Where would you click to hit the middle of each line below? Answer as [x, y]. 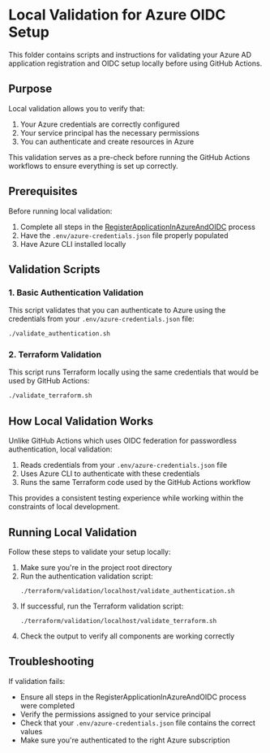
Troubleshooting [51, 662]
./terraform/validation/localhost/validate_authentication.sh [127, 591]
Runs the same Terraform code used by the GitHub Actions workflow [135, 483]
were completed [47, 705]
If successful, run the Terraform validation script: [102, 606]
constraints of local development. [64, 507]
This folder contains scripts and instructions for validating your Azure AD [130, 54]
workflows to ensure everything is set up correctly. [93, 166]
